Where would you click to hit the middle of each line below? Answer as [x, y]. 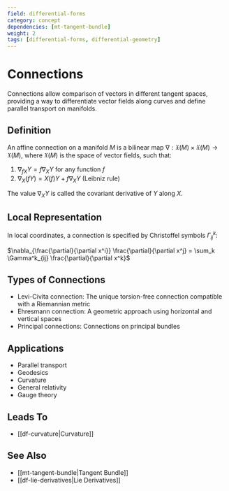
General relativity [42, 387]
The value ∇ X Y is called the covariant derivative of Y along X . [95, 194]
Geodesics [33, 373]
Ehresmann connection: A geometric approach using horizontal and [114, 311]
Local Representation [55, 217]
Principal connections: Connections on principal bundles [98, 327]
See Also [27, 456]
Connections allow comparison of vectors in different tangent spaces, [108, 94]
